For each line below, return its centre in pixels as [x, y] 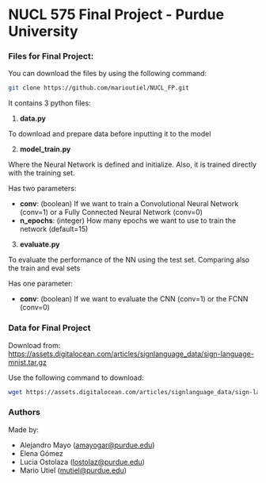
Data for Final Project [49, 328]
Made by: [24, 429]
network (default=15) [54, 229]
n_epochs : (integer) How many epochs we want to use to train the [127, 220]
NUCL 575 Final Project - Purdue [116, 15]
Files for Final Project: [51, 56]
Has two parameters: [42, 189]
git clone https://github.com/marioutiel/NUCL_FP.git [99, 88]
